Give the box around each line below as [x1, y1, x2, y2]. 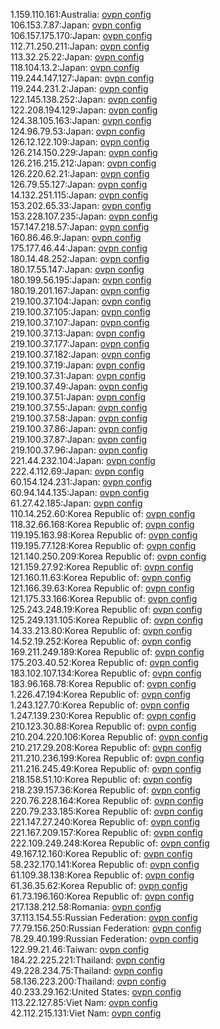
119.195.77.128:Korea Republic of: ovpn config [10, 540, 197, 551]
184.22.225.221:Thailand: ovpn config [10, 954, 166, 966]
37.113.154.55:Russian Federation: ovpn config [10, 912, 198, 923]
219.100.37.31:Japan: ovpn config [10, 370, 147, 381]
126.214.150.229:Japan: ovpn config [10, 147, 158, 158]
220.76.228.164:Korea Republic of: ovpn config [10, 795, 204, 806]
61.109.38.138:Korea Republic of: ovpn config [10, 869, 195, 881]
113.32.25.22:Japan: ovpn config [10, 51, 145, 63]
